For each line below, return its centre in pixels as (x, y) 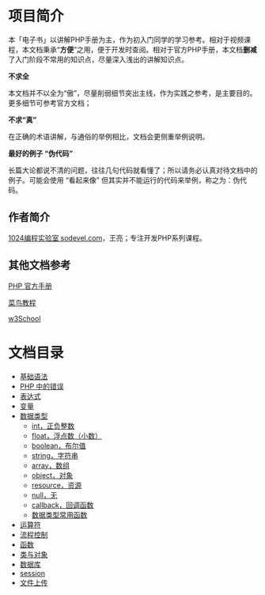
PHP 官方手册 (30, 286)
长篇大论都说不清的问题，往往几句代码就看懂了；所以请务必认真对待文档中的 (133, 170)
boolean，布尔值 (59, 445)
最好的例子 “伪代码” (41, 153)
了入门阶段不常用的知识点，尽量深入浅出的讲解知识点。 (98, 59)
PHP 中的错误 (42, 386)
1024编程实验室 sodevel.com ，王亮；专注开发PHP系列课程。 (108, 237)
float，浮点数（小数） (67, 435)
